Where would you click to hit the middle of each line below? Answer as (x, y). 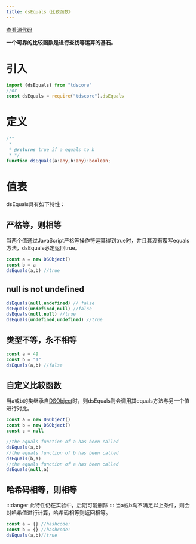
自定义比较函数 (34, 386)
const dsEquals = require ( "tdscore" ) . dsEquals (65, 96)
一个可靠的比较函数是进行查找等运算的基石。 (61, 42)
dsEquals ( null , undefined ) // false (50, 303)
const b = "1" (24, 359)
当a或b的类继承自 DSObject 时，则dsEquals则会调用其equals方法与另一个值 (98, 401)
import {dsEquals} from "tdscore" (49, 85)
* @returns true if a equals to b (52, 149)
